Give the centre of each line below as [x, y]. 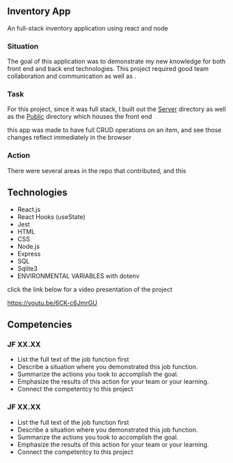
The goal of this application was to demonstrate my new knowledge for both [116, 61]
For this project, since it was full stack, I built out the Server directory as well [116, 109]
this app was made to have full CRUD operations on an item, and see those [114, 130]
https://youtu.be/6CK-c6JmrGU [52, 302]
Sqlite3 [27, 268]
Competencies [40, 324]
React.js [29, 209]
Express [29, 254]
